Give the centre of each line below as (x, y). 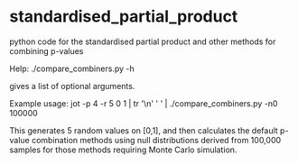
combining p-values (47, 50)
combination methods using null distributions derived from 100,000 (156, 140)
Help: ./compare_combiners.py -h (72, 68)
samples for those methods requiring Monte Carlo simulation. (123, 150)
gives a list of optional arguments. (72, 86)
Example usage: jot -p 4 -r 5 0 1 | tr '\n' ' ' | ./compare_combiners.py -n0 (144, 103)
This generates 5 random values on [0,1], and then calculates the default (144, 130)
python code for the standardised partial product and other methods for (143, 41)
